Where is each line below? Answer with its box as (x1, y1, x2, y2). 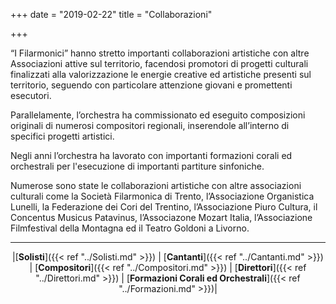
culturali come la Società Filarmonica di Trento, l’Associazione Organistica (10, 190, 315, 202)
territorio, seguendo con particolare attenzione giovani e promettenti (10, 79, 293, 91)
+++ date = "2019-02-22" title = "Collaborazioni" (10, 9, 213, 20)
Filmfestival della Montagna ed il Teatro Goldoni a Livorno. (10, 222, 250, 234)
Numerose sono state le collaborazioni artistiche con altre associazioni (10, 180, 302, 191)
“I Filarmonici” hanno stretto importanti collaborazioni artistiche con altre (10, 47, 310, 59)
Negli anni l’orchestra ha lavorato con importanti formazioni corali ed (10, 150, 293, 161)
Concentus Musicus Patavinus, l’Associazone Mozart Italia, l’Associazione (10, 212, 313, 223)
